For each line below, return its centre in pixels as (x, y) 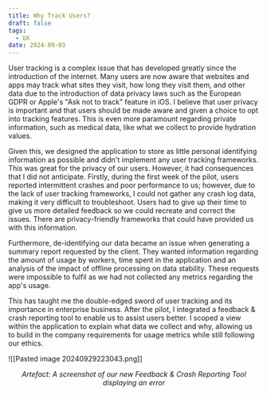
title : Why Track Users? (49, 16)
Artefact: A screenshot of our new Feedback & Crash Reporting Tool (134, 374)
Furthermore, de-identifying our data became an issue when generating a (129, 243)
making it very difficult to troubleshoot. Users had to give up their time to (128, 202)
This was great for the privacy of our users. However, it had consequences (131, 168)
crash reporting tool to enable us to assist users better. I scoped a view (125, 318)
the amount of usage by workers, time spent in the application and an (122, 260)
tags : (17, 30)
